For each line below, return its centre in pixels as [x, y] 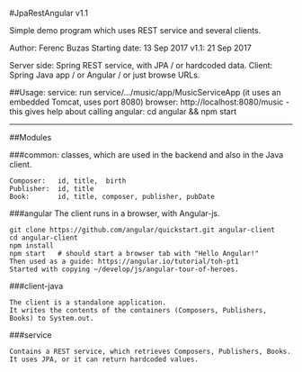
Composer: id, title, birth [68, 181]
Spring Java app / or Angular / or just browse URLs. [105, 75]
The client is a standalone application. [88, 303]
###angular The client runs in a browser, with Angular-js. [115, 213]
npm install [31, 246]
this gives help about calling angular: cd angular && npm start [123, 111]
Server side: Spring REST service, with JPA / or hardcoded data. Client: [141, 65]
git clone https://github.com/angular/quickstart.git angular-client [142, 230]
